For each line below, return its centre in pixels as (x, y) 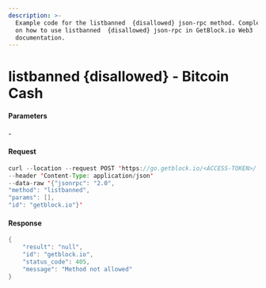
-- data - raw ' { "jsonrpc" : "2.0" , (61, 183)
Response (25, 223)
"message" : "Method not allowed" (78, 269)
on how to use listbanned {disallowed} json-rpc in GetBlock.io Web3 (134, 30)
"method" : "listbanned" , (49, 191)
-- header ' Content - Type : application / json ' (81, 176)
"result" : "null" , (53, 247)
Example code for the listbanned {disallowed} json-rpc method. (125, 23)
